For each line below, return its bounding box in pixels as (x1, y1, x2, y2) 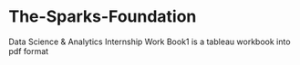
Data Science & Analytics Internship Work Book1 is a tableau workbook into (8, 36, 291, 47)
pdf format (8, 45, 49, 56)
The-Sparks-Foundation (8, 6, 197, 27)
